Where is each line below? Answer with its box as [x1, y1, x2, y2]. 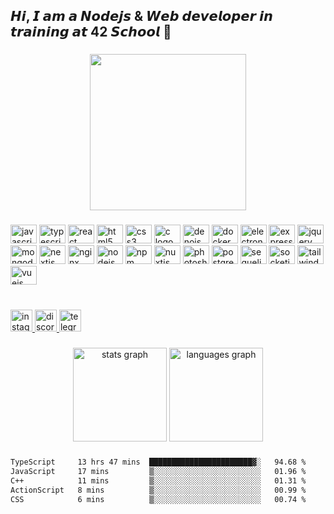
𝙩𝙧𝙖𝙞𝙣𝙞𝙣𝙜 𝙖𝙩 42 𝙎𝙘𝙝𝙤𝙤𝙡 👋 [10, 24, 172, 41]
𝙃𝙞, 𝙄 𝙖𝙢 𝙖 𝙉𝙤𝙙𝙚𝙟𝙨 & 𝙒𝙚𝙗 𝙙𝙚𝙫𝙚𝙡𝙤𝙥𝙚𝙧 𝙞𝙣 [10, 8, 274, 25]
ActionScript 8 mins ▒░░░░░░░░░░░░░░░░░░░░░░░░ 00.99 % [10, 485, 307, 495]
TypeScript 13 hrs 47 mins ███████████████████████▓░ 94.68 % [10, 457, 307, 467]
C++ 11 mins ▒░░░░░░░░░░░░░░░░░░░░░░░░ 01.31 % [10, 475, 307, 486]
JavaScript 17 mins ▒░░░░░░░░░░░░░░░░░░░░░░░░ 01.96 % [10, 466, 307, 476]
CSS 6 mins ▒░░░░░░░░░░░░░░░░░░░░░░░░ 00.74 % [10, 494, 307, 504]
